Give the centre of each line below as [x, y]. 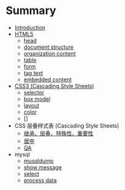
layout [31, 105]
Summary [31, 11]
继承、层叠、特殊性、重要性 [59, 133]
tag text [33, 73]
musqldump [39, 161]
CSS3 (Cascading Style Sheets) [54, 86]
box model [37, 99]
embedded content [48, 79]
